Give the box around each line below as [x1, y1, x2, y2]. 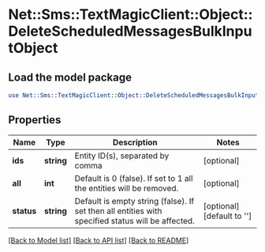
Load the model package [8, 70, 132, 84]
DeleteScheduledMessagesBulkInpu [8, 22, 252, 40]
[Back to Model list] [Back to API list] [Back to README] [8, 235, 189, 245]
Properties [8, 113, 62, 127]
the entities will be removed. [74, 182, 179, 194]
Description [113, 137, 158, 148]
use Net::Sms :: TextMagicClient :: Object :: [8, 92, 147, 100]
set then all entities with [74, 205, 162, 216]
